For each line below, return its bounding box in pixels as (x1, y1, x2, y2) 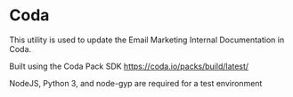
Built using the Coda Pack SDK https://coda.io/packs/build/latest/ (9, 61, 249, 71)
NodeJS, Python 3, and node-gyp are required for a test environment (9, 78, 263, 88)
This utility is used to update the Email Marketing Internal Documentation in (9, 34, 285, 45)
